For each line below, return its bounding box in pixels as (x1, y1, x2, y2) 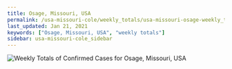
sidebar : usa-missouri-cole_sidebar (7, 36, 113, 42)
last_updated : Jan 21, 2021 (7, 23, 88, 29)
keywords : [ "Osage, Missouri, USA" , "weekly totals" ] (7, 29, 166, 36)
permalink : (7, 16, 39, 23)
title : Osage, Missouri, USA (7, 10, 91, 17)
